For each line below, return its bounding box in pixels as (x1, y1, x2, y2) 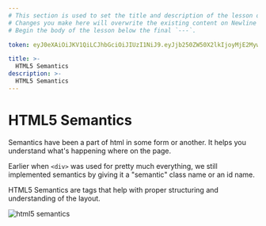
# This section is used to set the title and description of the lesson (8, 11, 253, 20)
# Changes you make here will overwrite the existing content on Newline (8, 19, 257, 27)
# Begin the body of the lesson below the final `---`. (8, 26, 196, 34)
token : (8, 40, 30, 48)
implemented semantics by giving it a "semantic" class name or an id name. (8, 170, 255, 179)
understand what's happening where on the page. (8, 146, 172, 155)
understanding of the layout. (8, 193, 101, 203)
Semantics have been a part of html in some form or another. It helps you (8, 137, 247, 147)
